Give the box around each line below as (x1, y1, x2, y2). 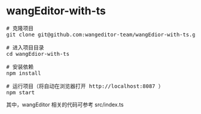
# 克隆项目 (6, 25, 34, 31)
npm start (6, 89, 35, 96)
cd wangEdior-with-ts (6, 50, 70, 57)
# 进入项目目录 (6, 44, 44, 51)
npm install (6, 69, 41, 77)
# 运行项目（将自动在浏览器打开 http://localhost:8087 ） (6, 83, 164, 90)
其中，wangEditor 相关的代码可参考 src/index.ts (6, 101, 124, 108)
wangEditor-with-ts (6, 4, 106, 18)
